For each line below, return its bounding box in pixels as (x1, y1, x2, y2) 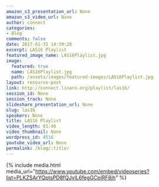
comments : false (6, 36, 46, 42)
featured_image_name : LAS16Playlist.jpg (6, 52, 107, 58)
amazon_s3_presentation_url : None (6, 8, 91, 15)
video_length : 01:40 (6, 123, 57, 129)
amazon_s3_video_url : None (6, 14, 72, 20)
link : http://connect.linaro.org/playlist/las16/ (6, 85, 130, 91)
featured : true (11, 63, 49, 69)
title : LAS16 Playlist (6, 118, 62, 124)
